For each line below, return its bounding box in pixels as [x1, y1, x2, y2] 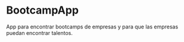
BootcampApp [6, 4, 79, 17]
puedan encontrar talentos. [6, 29, 73, 36]
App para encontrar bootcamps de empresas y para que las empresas [6, 23, 179, 30]
